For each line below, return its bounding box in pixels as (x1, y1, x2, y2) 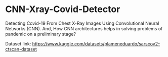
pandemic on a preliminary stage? (5, 31, 76, 37)
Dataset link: (5, 40, 31, 46)
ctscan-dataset (5, 46, 37, 52)
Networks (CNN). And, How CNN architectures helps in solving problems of (5, 25, 163, 31)
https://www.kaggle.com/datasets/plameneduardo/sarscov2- (32, 40, 160, 46)
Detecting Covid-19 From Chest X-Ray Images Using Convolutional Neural (5, 20, 159, 26)
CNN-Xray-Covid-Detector (5, 4, 120, 15)
